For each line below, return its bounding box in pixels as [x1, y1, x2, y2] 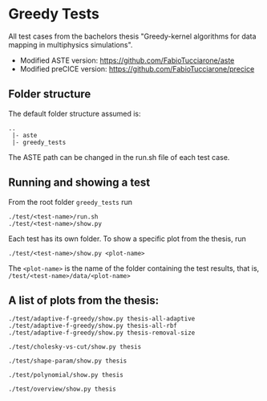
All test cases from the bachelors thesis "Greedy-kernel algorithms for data [8, 31, 257, 41]
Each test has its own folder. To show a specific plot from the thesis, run [8, 234, 247, 243]
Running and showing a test [8, 176, 151, 190]
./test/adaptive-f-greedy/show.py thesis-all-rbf [8, 322, 178, 330]
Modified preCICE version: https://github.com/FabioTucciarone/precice [19, 63, 255, 73]
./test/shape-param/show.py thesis [8, 357, 127, 366]
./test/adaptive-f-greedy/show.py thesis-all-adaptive [8, 315, 196, 323]
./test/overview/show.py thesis [8, 385, 116, 394]
